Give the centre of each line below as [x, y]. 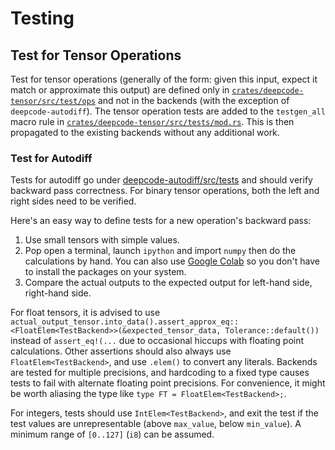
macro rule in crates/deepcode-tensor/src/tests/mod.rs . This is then [152, 121]
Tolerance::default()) [272, 331]
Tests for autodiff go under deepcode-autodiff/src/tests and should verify [161, 180]
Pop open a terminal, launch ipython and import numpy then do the [160, 251]
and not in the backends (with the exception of [193, 100]
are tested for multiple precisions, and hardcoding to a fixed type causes [160, 373]
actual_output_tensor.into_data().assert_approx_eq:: [125, 322]
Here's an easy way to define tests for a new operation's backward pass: [161, 221]
